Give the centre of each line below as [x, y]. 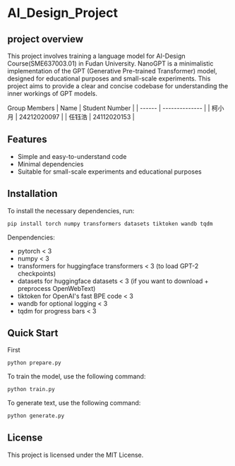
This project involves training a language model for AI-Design [96, 56]
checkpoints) [37, 273]
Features [27, 139]
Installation [32, 194]
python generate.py [36, 416]
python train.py [31, 390]
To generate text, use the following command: [74, 403]
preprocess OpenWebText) [56, 288]
